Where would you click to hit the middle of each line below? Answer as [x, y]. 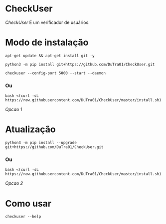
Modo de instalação [47, 42]
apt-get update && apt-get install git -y [50, 56]
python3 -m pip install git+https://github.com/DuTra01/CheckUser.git [80, 64]
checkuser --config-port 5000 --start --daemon [56, 73]
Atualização [30, 129]
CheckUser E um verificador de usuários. [47, 22]
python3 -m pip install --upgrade [41, 143]
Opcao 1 [14, 109]
